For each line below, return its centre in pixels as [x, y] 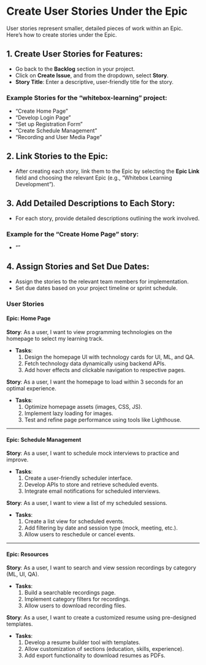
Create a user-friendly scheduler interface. [78, 478]
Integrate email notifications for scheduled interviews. [92, 491]
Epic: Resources [28, 554]
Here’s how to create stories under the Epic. [62, 34]
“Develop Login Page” [43, 118]
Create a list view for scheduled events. [74, 522]
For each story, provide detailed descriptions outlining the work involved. [107, 218]
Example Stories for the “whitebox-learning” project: [87, 97]
